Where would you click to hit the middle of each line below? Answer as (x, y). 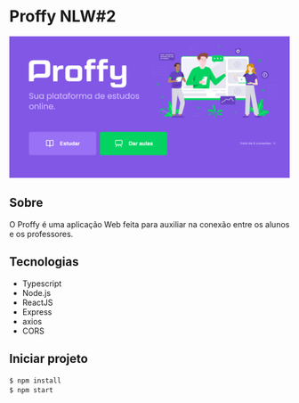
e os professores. (41, 234)
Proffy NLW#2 (63, 16)
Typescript (42, 284)
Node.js (36, 292)
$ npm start (31, 391)
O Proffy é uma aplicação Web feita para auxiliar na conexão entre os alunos (149, 224)
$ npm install (36, 381)
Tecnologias (44, 262)
